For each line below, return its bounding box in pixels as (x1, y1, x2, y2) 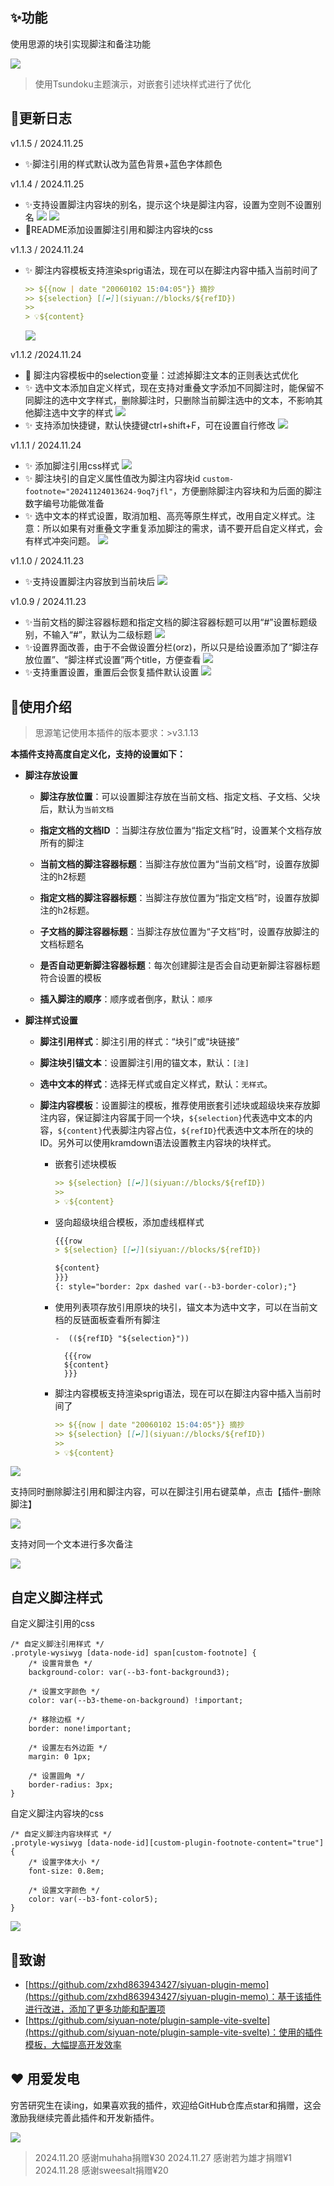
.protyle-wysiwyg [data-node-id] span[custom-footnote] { (10, 1648, 257, 1658)
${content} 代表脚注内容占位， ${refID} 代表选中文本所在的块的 (57, 1124, 314, 1136)
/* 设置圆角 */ (28, 1771, 86, 1782)
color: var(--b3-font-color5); (28, 1894, 159, 1905)
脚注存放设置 (24, 769, 78, 781)
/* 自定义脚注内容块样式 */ (10, 1829, 112, 1840)
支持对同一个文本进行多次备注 (10, 1538, 133, 1550)
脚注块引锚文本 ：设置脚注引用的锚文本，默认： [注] (39, 1056, 250, 1068)
